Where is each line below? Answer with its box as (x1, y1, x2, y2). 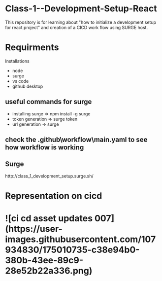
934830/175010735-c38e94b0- (5, 245, 140, 255)
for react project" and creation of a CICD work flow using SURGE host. (5, 24, 148, 30)
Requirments (5, 42, 59, 53)
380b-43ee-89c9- (5, 255, 84, 266)
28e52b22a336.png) (5, 265, 93, 277)
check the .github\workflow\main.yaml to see (5, 136, 148, 144)
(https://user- (5, 223, 63, 235)
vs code (12, 78, 29, 84)
